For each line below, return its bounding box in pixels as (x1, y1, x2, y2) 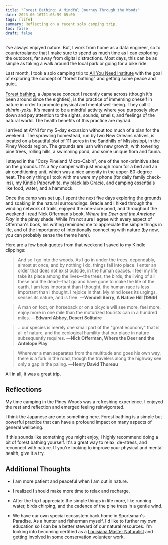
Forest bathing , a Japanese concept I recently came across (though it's (5, 91, 153, 97)
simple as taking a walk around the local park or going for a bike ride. (5, 61, 148, 66)
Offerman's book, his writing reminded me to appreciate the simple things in (5, 222, 162, 227)
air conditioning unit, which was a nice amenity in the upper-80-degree (5, 169, 152, 175)
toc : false (5, 26, 28, 31)
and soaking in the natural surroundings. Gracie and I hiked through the (5, 200, 153, 206)
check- (146, 174, 161, 180)
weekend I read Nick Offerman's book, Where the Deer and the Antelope (5, 211, 155, 217)
